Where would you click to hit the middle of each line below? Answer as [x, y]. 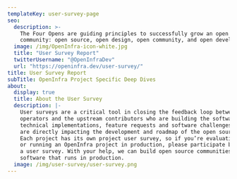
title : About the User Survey [58, 99]
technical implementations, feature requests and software [109, 125]
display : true [34, 92]
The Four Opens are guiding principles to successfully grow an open [124, 33]
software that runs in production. [72, 158]
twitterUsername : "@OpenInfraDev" [64, 60]
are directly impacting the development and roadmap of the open [118, 132]
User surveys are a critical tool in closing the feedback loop [116, 112]
